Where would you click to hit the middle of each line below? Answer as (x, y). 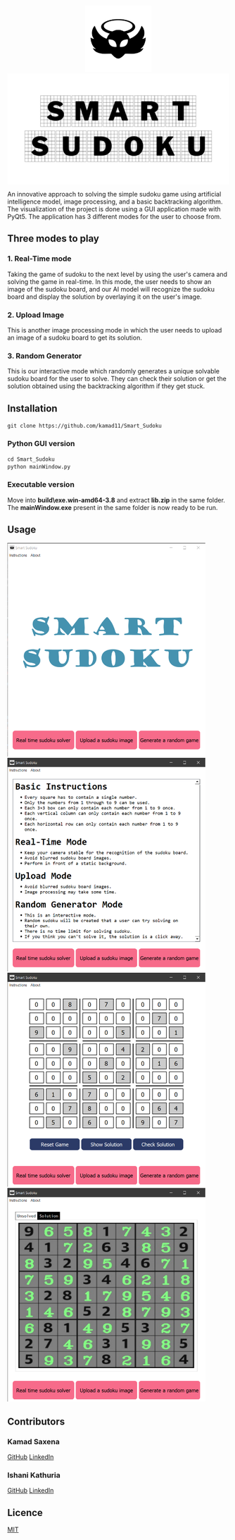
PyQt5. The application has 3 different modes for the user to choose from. (114, 217)
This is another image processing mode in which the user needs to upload (115, 330)
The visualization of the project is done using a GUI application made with (114, 209)
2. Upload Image (36, 315)
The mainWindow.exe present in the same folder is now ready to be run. (113, 507)
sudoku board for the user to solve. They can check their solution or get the (117, 379)
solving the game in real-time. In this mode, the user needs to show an (109, 281)
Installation (32, 408)
